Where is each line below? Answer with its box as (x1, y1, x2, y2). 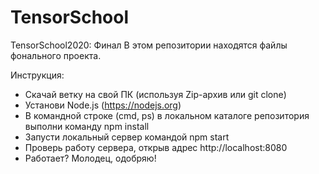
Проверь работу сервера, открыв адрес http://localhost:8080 (24, 141, 288, 153)
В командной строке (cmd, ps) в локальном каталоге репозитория (24, 109, 310, 121)
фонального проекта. (10, 49, 102, 61)
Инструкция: (10, 69, 65, 81)
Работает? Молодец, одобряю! (24, 152, 157, 164)
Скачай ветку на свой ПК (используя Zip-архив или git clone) (24, 88, 287, 100)
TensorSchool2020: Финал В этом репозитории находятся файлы (10, 39, 288, 51)
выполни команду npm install (24, 120, 150, 132)
